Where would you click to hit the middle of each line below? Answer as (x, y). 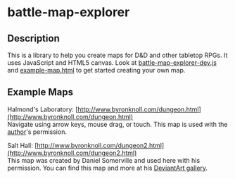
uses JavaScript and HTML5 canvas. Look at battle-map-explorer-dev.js (112, 63)
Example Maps (40, 92)
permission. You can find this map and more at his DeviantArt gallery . (108, 168)
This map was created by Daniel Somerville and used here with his (104, 160)
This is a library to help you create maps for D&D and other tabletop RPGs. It (118, 55)
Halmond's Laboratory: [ (43, 109)
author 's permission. (37, 132)
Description (33, 38)
